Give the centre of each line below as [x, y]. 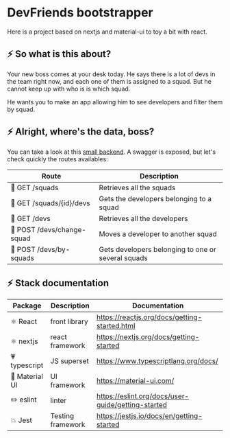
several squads [124, 257]
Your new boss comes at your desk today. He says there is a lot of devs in [111, 74]
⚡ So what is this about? [59, 54]
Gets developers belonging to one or [158, 249]
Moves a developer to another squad [158, 233]
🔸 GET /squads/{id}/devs [50, 203]
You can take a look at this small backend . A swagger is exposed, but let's [112, 152]
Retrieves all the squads [137, 187]
